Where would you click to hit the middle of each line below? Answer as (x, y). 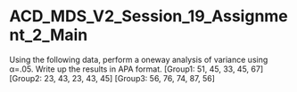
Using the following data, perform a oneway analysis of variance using (139, 59)
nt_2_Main (49, 35)
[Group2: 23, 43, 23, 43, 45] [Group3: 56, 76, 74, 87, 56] (112, 78)
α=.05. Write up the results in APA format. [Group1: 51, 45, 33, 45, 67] (136, 69)
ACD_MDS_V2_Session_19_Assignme (148, 16)
